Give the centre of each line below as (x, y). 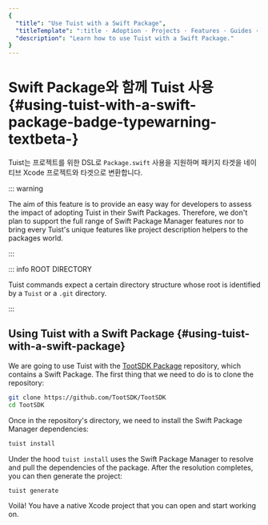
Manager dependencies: (49, 429)
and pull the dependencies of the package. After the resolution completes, (131, 467)
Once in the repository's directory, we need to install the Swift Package (125, 420)
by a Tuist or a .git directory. (58, 293)
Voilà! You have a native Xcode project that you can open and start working (132, 506)
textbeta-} (44, 139)
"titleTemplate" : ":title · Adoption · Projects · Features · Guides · (138, 30)
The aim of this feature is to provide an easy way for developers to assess (130, 204)
